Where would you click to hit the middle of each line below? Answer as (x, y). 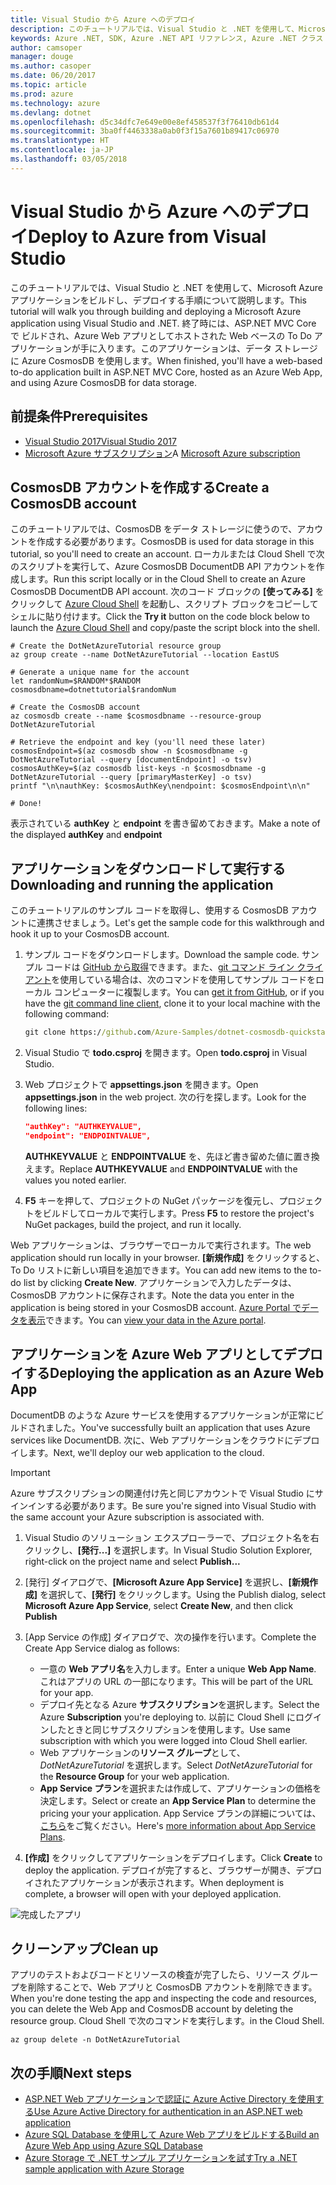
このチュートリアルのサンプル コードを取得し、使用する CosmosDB (149, 910)
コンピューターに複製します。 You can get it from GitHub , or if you (189, 992)
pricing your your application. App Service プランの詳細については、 (180, 1813)
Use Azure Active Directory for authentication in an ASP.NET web (168, 2112)
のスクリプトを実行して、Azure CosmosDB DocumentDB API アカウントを (163, 567)
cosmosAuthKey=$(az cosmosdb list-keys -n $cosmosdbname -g (138, 769)
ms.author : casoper (51, 66)
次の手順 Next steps (71, 2072)
